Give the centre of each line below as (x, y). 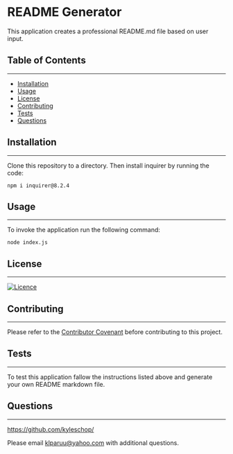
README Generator (64, 12)
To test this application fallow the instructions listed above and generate (110, 377)
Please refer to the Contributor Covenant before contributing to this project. (115, 332)
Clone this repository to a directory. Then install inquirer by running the (109, 165)
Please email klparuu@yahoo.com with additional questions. (93, 443)
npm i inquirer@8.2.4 (38, 185)
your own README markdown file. (56, 384)
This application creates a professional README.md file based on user (108, 31)
